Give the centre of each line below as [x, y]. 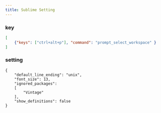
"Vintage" [33, 92]
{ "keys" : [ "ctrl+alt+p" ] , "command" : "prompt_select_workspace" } [85, 42]
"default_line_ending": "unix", [48, 75]
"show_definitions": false [43, 101]
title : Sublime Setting [30, 10]
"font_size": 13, [32, 79]
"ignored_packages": [36, 83]
